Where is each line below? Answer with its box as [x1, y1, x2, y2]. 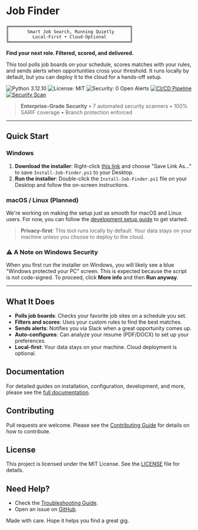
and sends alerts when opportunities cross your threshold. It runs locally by [6, 67, 190, 74]
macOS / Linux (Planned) [6, 196, 79, 204]
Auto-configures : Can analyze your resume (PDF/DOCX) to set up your [14, 331, 189, 338]
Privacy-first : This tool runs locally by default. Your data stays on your [20, 227, 192, 234]
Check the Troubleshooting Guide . [14, 499, 98, 506]
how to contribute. [6, 427, 51, 434]
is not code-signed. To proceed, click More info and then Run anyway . [6, 274, 179, 281]
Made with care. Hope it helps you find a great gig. [6, 517, 130, 524]
